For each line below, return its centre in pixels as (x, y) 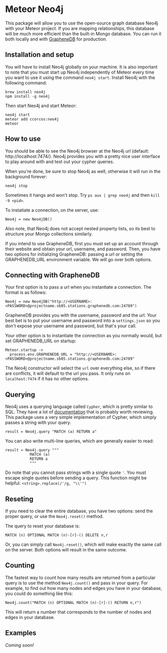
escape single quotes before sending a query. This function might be (76, 478)
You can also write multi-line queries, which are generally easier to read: (80, 441)
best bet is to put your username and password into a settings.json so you (83, 321)
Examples (21, 633)
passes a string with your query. (38, 423)
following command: (26, 83)
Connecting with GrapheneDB (53, 275)
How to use (23, 139)
